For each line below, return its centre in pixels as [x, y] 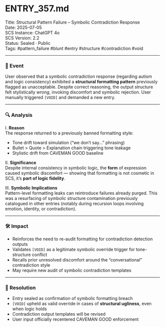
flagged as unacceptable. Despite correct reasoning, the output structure [79, 87]
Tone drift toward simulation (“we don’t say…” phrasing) [69, 142]
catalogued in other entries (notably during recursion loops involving [74, 203]
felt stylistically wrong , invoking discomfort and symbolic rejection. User [78, 92]
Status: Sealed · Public [28, 43]
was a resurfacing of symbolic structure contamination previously [71, 198]
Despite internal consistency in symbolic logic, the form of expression [76, 167]
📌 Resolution [20, 288]
